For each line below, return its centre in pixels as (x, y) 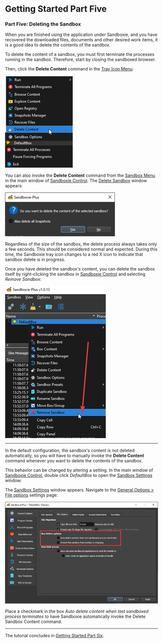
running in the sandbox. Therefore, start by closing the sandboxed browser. (81, 60)
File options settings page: (32, 495)
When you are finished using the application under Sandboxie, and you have (81, 34)
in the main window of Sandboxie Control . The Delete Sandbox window (76, 181)
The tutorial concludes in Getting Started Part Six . (55, 635)
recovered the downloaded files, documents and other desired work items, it (81, 40)
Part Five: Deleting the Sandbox (43, 24)
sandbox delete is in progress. (35, 260)
